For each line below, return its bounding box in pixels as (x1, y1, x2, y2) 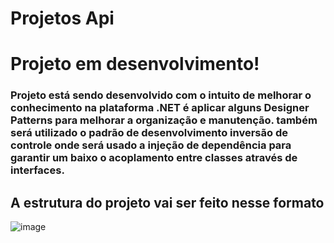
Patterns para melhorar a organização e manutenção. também (10, 113, 318, 127)
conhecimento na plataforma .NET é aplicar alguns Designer (10, 101, 310, 115)
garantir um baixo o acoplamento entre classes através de (10, 151, 298, 165)
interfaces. (10, 163, 65, 177)
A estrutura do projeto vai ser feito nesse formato (10, 194, 325, 211)
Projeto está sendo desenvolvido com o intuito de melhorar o (10, 88, 312, 102)
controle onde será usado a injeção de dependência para (10, 138, 292, 152)
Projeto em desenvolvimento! (10, 53, 260, 76)
